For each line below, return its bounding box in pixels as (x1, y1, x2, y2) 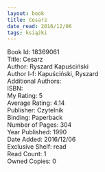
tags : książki (7, 29, 48, 36)
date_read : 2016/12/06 (7, 23, 72, 29)
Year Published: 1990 (7, 128, 67, 136)
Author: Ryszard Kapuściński (7, 62, 89, 71)
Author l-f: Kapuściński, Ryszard (7, 70, 99, 78)
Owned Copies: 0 (7, 157, 57, 165)
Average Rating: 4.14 (7, 99, 65, 107)
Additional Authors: (7, 77, 62, 86)
